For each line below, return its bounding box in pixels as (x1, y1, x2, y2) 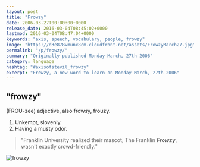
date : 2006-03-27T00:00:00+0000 (6, 20, 86, 26)
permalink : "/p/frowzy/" (6, 48, 68, 53)
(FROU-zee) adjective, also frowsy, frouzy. (6, 108, 111, 115)
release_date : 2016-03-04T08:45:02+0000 (6, 25, 108, 31)
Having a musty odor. (14, 125, 68, 133)
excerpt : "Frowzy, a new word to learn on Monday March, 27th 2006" (6, 70, 180, 75)
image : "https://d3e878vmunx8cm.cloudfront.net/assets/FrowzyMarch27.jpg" (6, 42, 196, 48)
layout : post (6, 8, 39, 15)
